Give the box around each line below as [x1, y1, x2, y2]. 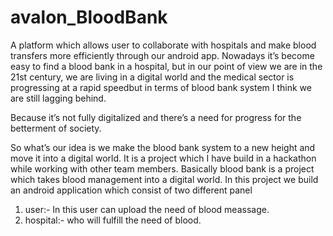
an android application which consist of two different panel [10, 184, 253, 196]
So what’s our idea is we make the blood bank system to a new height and [10, 141, 316, 153]
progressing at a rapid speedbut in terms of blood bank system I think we [10, 81, 312, 93]
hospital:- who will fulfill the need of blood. [24, 214, 202, 226]
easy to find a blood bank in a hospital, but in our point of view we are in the [10, 60, 323, 72]
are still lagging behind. [10, 92, 107, 104]
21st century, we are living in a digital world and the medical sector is [10, 71, 295, 83]
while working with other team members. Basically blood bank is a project [10, 162, 315, 175]
